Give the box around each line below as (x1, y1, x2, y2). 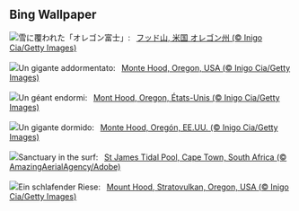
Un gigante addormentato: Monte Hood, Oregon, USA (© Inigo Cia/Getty (18, 62, 291, 73)
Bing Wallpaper (9, 7, 97, 22)
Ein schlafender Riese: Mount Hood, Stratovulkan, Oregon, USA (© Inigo (18, 181, 289, 192)
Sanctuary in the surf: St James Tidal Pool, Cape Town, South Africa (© (18, 152, 287, 163)
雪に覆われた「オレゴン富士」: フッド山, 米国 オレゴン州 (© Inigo (18, 31, 263, 43)
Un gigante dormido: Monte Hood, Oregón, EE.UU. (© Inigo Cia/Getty (18, 121, 278, 133)
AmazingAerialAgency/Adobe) (9, 161, 121, 171)
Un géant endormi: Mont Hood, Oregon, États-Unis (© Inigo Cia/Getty (18, 92, 280, 102)
